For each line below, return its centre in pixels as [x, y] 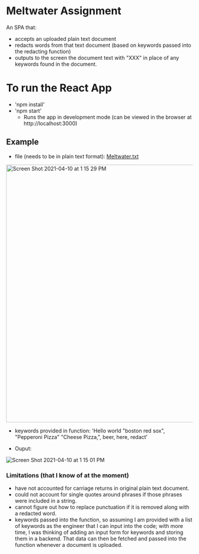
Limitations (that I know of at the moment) [68, 475]
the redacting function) [43, 51]
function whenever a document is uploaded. [69, 545]
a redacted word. [36, 513]
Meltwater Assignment [64, 11]
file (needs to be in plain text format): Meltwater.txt [77, 156]
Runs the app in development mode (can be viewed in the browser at [107, 117]
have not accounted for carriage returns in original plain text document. [102, 488]
